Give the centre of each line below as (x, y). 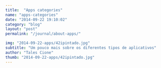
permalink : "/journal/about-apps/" (43, 34)
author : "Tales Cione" (29, 52)
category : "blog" (24, 24)
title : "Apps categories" (34, 10)
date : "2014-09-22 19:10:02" (36, 19)
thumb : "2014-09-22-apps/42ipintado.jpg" (50, 57)
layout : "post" (21, 29)
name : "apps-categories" (32, 15)
